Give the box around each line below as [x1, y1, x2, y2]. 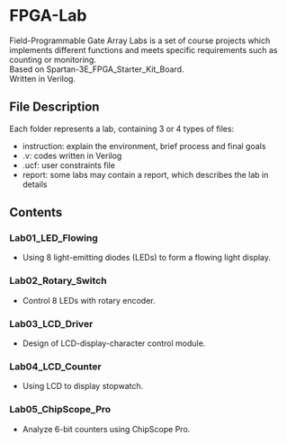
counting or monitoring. [9, 54, 97, 65]
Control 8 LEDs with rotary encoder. [22, 295, 156, 306]
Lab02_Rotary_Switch [9, 275, 107, 288]
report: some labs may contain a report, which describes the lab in [22, 169, 269, 180]
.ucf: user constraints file [22, 159, 115, 171]
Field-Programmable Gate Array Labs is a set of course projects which [9, 35, 271, 46]
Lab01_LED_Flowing [9, 232, 99, 244]
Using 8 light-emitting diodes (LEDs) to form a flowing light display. [22, 253, 272, 263]
